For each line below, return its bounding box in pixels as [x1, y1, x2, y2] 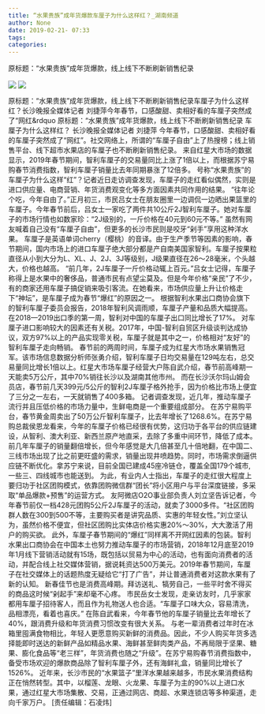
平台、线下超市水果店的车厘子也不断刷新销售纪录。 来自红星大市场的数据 [14, 145, 252, 155]
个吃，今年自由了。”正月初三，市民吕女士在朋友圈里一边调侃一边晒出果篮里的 [8, 195, 257, 204]
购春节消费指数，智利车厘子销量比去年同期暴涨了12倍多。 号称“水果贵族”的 [8, 165, 252, 174]
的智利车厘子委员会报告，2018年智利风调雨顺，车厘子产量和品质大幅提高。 [8, 303, 252, 312]
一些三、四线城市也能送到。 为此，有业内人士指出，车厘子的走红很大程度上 [8, 471, 252, 480]
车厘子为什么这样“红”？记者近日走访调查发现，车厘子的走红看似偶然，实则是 [8, 175, 256, 185]
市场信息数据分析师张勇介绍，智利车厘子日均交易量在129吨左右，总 [28, 353, 248, 362]
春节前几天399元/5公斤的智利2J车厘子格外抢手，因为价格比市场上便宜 [28, 382, 257, 391]
